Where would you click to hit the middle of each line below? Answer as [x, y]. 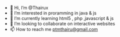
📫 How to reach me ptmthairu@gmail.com [54, 29]
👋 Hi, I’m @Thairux [29, 8]
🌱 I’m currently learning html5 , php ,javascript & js [62, 18]
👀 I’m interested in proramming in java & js [53, 13]
